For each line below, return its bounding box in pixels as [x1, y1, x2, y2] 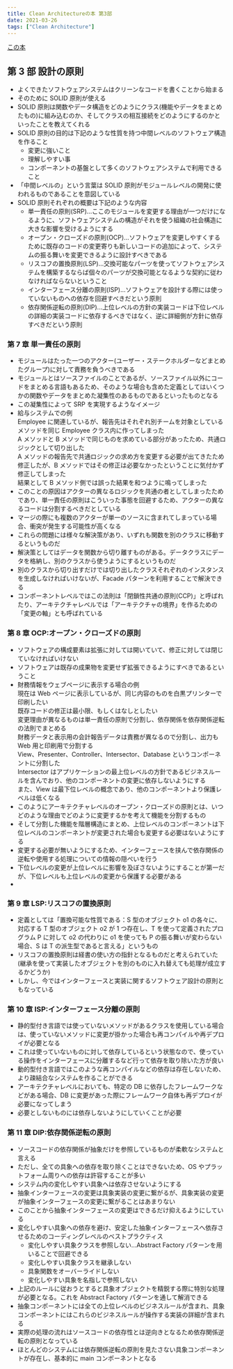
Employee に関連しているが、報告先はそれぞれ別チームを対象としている [17, 417, 224, 426]
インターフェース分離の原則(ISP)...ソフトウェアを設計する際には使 [27, 286, 218, 294]
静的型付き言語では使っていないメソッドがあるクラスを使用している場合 [17, 1021, 225, 1030]
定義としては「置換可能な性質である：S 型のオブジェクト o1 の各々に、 [17, 915, 221, 924]
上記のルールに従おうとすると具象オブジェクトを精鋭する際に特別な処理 [17, 1284, 225, 1292]
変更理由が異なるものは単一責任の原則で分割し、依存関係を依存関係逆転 [17, 715, 225, 723]
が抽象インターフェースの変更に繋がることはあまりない [17, 1197, 176, 1205]
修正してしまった [17, 470, 66, 478]
